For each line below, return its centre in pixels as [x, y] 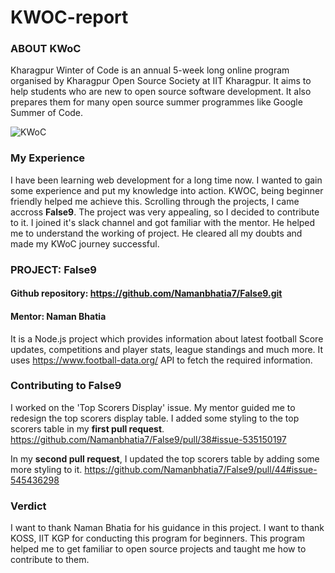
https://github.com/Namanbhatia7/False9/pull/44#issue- [201, 469]
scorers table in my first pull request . [87, 428]
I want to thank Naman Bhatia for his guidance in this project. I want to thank [167, 528]
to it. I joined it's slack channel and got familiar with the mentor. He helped [163, 222]
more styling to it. [46, 469]
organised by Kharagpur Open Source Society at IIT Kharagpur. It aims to [161, 81]
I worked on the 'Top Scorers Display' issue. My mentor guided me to [153, 407]
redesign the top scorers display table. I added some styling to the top [155, 418]
